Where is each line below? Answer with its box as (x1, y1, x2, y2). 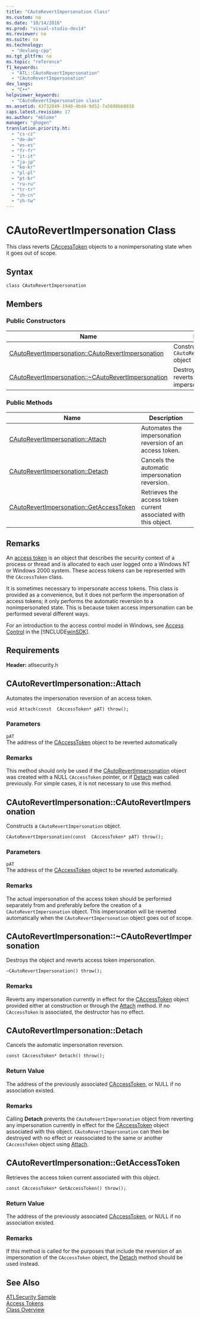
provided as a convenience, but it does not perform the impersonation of (6, 591, 185, 598)
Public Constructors (6, 317, 66, 325)
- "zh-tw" (11, 198, 36, 204)
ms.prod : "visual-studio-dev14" (6, 25, 86, 32)
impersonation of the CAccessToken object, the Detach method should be (6, 1254, 183, 1261)
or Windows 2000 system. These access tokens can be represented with (6, 567, 186, 574)
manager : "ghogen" (6, 120, 52, 126)
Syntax (6, 267, 33, 277)
